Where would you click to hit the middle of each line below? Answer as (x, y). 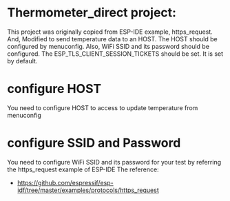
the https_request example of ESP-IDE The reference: (83, 169)
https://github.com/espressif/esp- (65, 182)
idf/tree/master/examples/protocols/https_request (88, 190)
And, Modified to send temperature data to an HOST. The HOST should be (113, 39)
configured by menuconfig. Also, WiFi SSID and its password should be (108, 46)
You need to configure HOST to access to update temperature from (103, 107)
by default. (22, 61)
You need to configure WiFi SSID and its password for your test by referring (114, 162)
